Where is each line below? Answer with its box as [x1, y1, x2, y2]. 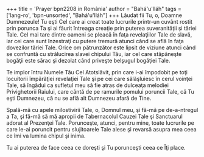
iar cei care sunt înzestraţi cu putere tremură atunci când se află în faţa [6, 38, 184, 44]
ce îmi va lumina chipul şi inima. [6, 132, 86, 139]
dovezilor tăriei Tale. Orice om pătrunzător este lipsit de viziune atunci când [6, 44, 196, 51]
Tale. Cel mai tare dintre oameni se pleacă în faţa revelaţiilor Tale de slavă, [6, 31, 192, 38]
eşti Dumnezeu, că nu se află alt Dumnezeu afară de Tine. [6, 94, 152, 102]
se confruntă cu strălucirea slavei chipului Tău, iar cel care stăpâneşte [6, 51, 182, 57]
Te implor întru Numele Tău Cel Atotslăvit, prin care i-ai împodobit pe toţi [6, 69, 188, 75]
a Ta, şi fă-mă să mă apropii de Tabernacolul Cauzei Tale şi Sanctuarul [6, 113, 183, 120]
